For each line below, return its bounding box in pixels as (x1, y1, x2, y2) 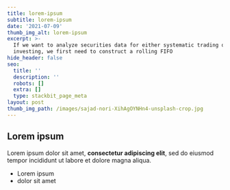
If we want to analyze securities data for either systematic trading (13, 42, 219, 49)
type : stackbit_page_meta (13, 93, 88, 100)
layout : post (7, 99, 44, 106)
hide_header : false (7, 55, 63, 62)
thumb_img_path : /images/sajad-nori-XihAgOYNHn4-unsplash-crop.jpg (7, 105, 204, 112)
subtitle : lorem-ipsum (7, 16, 72, 23)
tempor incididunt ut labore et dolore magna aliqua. (7, 156, 152, 164)
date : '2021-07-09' (7, 23, 63, 29)
